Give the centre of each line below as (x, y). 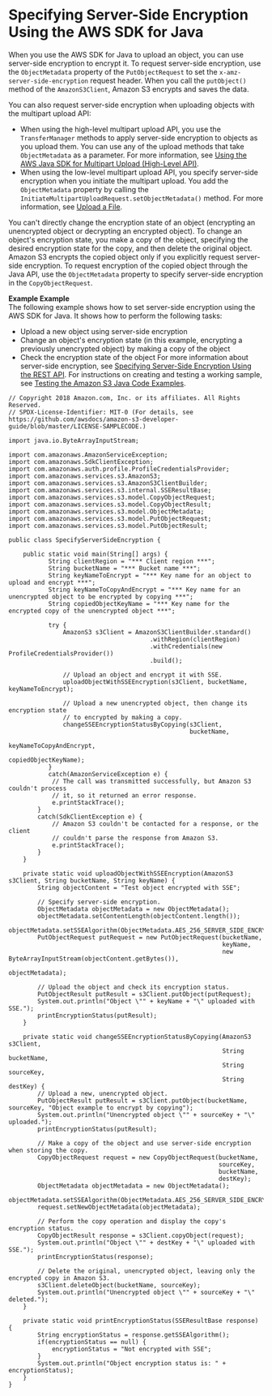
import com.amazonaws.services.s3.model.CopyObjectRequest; (112, 497)
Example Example (39, 299)
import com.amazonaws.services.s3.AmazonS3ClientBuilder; (108, 483)
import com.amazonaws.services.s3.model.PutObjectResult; (108, 526)
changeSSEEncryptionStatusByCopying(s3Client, (142, 724)
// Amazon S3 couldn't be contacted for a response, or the (155, 824)
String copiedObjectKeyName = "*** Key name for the (139, 604)
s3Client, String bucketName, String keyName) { (92, 881)
